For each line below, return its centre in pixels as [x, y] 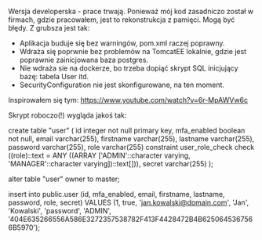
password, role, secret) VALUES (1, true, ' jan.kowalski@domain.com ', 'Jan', [129, 202]
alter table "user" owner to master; [64, 179]
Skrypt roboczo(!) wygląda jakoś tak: [67, 115]
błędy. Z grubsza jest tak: [49, 28]
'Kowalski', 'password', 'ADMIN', [60, 211]
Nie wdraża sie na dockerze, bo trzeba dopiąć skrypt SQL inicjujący [129, 68]
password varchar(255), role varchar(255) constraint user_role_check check [131, 147]
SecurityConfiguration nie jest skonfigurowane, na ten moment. [122, 85]
